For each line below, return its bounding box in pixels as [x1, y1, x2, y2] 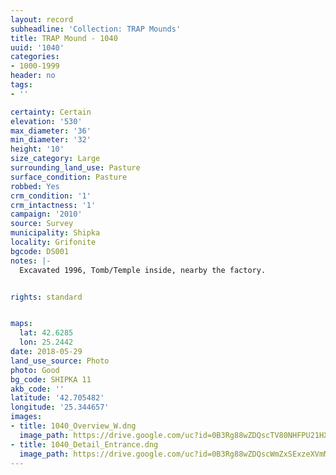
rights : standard [10, 292, 83, 302]
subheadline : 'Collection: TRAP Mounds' [10, 24, 182, 34]
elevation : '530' [10, 116, 83, 126]
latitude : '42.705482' [10, 393, 105, 403]
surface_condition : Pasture [10, 172, 128, 182]
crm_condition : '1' [10, 191, 92, 201]
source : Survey [10, 219, 74, 229]
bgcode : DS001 [10, 246, 70, 256]
